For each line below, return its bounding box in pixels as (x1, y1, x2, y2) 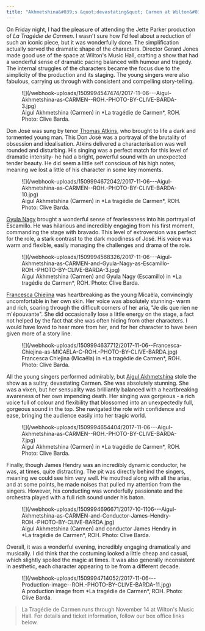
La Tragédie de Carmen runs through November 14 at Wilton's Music (21, 605, 194, 613)
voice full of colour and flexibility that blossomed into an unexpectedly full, (6, 399, 194, 406)
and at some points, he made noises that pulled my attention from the (6, 480, 181, 488)
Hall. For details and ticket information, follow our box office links (21, 612, 185, 619)
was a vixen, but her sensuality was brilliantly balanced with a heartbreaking (6, 385, 198, 393)
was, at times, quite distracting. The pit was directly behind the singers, (6, 468, 186, 475)
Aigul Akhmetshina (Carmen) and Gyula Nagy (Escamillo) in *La (21, 273, 182, 280)
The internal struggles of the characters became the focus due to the (6, 65, 180, 72)
